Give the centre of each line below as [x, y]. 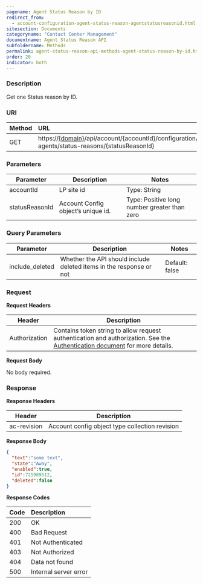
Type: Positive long [153, 200]
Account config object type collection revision [114, 426]
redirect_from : [25, 18]
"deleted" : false [32, 481]
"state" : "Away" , [32, 464]
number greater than [156, 208]
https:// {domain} [61, 139]
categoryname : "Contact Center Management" [62, 34]
